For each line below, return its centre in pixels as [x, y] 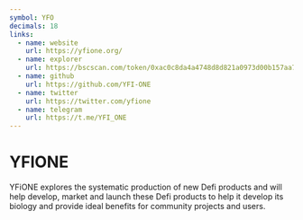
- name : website [48, 43]
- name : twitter [48, 92]
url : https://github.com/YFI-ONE [88, 84]
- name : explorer [50, 59]
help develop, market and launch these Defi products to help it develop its [147, 197]
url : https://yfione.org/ [74, 51]
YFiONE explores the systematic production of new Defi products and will [146, 187]
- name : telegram [50, 110]
